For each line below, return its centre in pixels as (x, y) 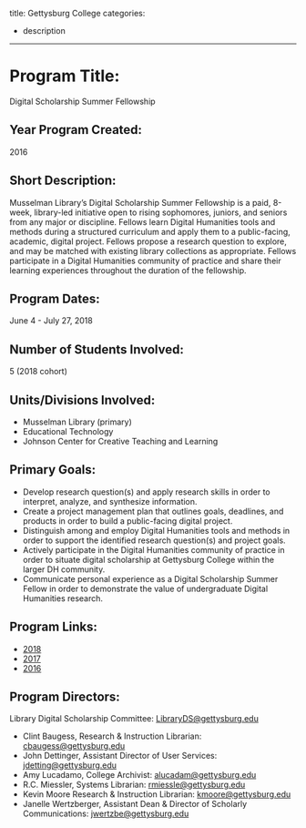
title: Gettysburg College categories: (77, 13)
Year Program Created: (76, 130)
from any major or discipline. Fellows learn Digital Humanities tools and (143, 221)
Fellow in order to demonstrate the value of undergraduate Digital (145, 588)
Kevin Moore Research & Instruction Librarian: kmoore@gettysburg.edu (157, 794)
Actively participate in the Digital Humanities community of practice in (153, 549)
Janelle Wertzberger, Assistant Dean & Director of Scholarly (135, 804)
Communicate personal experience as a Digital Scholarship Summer (150, 578)
